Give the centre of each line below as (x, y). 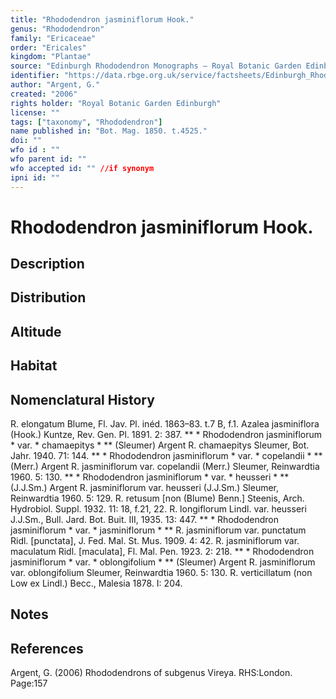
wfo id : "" (35, 150)
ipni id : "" (35, 177)
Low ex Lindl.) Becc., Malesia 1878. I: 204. (96, 583)
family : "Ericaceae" (53, 38)
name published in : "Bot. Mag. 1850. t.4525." (109, 131)
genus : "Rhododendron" (57, 29)
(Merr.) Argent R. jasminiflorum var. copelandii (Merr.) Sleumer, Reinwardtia (165, 467)
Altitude (36, 331)
